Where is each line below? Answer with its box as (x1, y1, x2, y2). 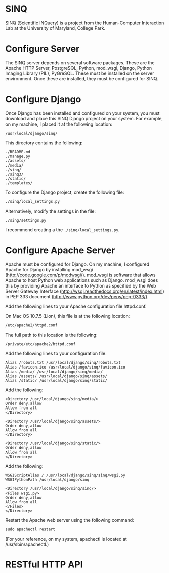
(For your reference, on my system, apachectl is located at (5, 536, 128, 542)
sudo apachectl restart (5, 527, 56, 532)
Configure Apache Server (5, 244, 115, 256)
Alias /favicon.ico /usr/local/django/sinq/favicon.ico (5, 364, 125, 370)
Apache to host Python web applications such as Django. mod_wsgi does (5, 277, 158, 283)
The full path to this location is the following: (5, 332, 98, 338)
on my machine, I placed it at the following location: (5, 121, 113, 127)
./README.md (5, 149, 30, 154)
